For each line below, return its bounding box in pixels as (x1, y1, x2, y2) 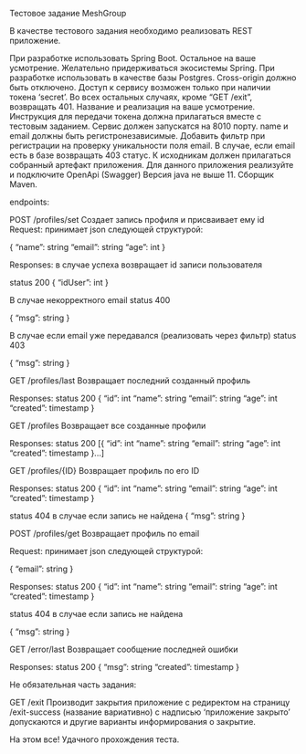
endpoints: (9, 196, 50, 207)
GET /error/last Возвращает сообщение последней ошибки (9, 644, 238, 655)
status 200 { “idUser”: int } (9, 278, 110, 288)
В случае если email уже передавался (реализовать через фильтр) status (9, 330, 297, 340)
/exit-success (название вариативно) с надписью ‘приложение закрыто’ (9, 707, 290, 717)
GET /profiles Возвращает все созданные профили (9, 420, 206, 431)
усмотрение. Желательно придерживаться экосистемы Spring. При (9, 63, 276, 73)
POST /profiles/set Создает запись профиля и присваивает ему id (9, 215, 265, 225)
